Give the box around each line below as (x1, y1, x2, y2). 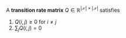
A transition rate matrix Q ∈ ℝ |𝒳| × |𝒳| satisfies (6, 6, 120, 13)
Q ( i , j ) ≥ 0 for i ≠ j (14, 18, 57, 25)
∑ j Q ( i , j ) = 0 (14, 24, 42, 33)
